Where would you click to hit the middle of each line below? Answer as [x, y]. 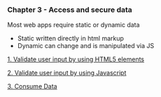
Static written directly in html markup [71, 38]
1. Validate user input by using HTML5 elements [76, 59]
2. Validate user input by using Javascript [67, 73]
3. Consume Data [32, 87]
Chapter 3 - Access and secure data [70, 10]
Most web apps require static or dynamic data [73, 25]
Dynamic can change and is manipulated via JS [86, 46]
